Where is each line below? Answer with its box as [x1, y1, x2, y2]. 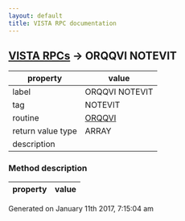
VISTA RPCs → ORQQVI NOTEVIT [8, 49, 177, 63]
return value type [12, 125, 78, 137]
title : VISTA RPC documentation [8, 19, 117, 27]
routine [12, 113, 39, 124]
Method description [8, 162, 88, 174]
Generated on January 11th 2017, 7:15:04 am [8, 203, 154, 213]
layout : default [8, 11, 63, 20]
